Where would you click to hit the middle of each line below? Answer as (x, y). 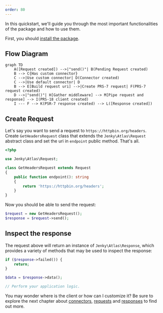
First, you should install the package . (42, 38)
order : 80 (15, 10)
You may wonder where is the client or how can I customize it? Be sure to (79, 296)
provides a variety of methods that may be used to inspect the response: (79, 251)
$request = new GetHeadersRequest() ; (44, 214)
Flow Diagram (27, 54)
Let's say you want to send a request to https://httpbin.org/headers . (76, 131)
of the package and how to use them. (43, 29)
